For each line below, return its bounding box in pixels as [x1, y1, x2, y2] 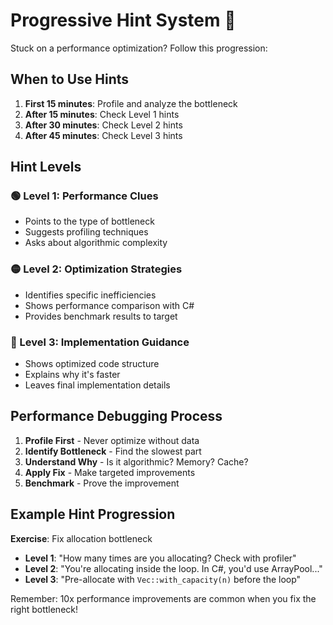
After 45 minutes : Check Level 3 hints [24, 129, 183, 141]
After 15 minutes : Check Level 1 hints [24, 108, 180, 120]
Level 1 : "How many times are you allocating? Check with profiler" [24, 552, 297, 564]
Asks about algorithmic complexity [24, 237, 168, 249]
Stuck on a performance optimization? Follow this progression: [10, 42, 268, 54]
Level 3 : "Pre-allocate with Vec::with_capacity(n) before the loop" [24, 573, 302, 585]
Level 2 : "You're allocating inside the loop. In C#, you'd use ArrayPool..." [24, 562, 323, 574]
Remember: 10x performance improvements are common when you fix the [10, 592, 317, 604]
